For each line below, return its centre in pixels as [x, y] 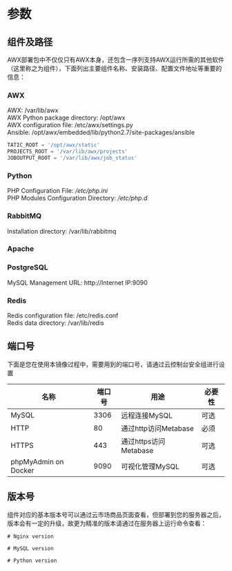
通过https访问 [143, 441]
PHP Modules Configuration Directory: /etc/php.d [77, 198]
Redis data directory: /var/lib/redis [56, 323]
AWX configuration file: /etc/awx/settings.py [70, 125]
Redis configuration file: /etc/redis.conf [63, 316]
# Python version [32, 561]
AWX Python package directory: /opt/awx [66, 118]
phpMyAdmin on [37, 462]
